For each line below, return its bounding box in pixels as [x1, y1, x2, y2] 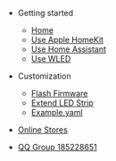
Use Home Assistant [30, 44, 107, 55]
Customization [17, 71, 71, 81]
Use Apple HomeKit [30, 35, 104, 45]
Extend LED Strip [30, 97, 94, 108]
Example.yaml [30, 107, 83, 117]
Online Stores [17, 124, 69, 135]
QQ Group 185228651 [17, 142, 97, 152]
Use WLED [30, 54, 71, 64]
